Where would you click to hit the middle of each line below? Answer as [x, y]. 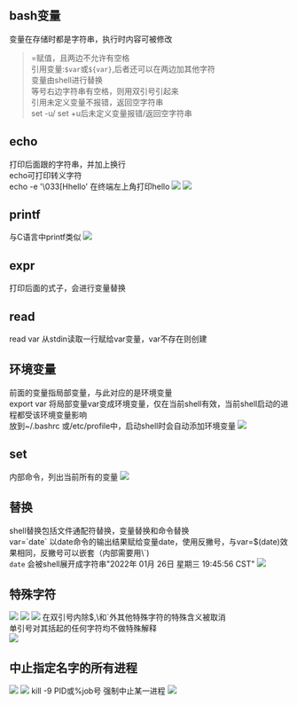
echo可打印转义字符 [46, 175]
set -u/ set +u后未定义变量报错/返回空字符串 [111, 113]
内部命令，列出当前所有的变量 [63, 476]
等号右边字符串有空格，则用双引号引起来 [105, 90]
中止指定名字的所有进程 [73, 668]
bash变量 [35, 16]
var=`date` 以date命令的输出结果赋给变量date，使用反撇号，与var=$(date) [145, 541]
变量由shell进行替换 [67, 80]
